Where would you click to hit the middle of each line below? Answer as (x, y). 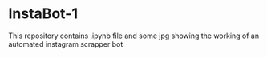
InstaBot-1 (43, 14)
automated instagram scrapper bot (66, 44)
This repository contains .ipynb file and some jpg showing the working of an (134, 36)
